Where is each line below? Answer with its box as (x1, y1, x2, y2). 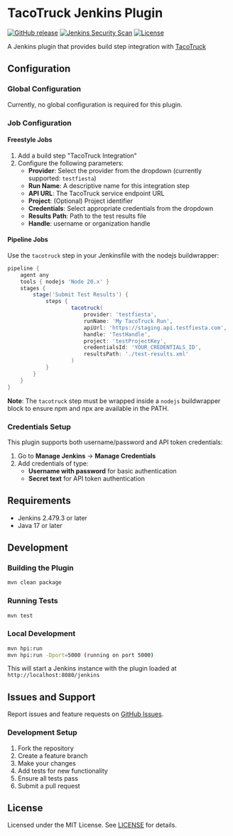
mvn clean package (7, 579, 62, 586)
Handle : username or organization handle (28, 219, 151, 228)
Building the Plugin (7, 563, 75, 573)
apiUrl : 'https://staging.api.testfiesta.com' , (83, 324, 227, 331)
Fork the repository (17, 744, 75, 752)
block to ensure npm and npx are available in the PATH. (7, 404, 169, 412)
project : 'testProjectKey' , (83, 337, 167, 345)
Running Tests (7, 596, 58, 606)
